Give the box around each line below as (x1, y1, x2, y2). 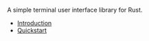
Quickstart (16, 27, 47, 34)
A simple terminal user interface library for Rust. (7, 6, 143, 14)
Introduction (16, 19, 52, 27)
